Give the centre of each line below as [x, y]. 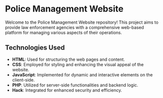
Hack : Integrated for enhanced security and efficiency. [67, 90]
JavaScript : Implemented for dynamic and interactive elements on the [82, 75]
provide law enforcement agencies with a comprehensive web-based [75, 27]
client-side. [23, 80]
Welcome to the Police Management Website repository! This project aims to [82, 22]
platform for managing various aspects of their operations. [63, 32]
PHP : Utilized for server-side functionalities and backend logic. [75, 85]
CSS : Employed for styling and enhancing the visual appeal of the [78, 64]
